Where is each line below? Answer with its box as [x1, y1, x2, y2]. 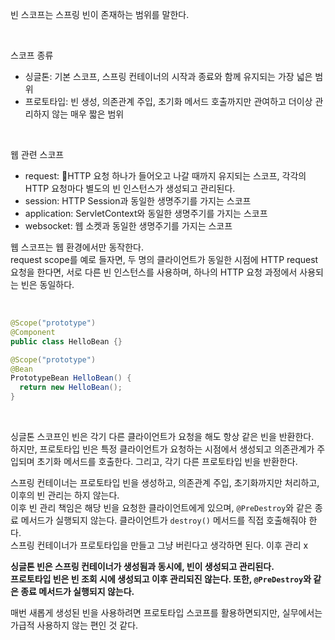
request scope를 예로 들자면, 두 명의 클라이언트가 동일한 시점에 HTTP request [10, 254, 319, 265]
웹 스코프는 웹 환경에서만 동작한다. [10, 241, 144, 253]
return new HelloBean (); [19, 383, 123, 393]
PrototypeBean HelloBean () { [10, 373, 132, 383]
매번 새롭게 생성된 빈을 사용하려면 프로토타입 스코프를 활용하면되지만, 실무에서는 [10, 607, 323, 618]
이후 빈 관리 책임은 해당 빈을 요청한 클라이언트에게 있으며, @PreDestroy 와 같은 [10, 502, 313, 513]
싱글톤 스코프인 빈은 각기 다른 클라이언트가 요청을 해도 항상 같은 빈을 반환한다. [10, 431, 315, 442]
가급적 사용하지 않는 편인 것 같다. [10, 619, 139, 631]
